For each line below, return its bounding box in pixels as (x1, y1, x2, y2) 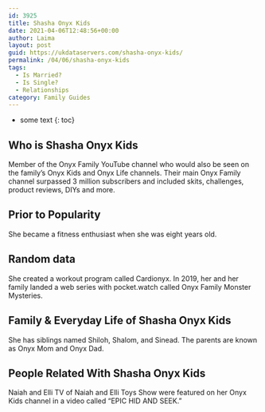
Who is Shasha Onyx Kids (8, 138, 138, 152)
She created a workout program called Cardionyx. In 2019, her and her (8, 273, 239, 283)
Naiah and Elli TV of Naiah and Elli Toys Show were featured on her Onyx (8, 388, 247, 398)
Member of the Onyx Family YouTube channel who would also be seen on (8, 160, 250, 169)
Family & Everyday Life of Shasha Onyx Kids (8, 314, 232, 327)
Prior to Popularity (8, 208, 101, 222)
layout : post (8, 42, 52, 50)
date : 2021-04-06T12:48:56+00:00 (8, 26, 119, 34)
